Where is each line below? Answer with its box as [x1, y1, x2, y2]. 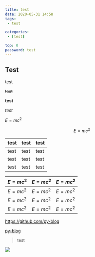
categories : [5, 30, 29, 35]
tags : [5, 16, 16, 21]
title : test [5, 7, 29, 12]
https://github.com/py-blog [5, 218, 59, 224]
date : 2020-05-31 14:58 [5, 12, 54, 17]
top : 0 [5, 43, 19, 48]
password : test [5, 47, 36, 52]
